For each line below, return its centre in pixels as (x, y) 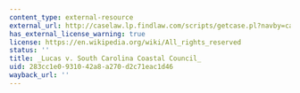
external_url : (36, 26)
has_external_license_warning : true (77, 34)
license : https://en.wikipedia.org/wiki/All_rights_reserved (125, 42)
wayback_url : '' (39, 75)
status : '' (29, 50)
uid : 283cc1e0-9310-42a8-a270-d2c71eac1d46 (92, 67)
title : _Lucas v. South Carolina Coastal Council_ (105, 58)
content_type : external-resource (71, 17)
